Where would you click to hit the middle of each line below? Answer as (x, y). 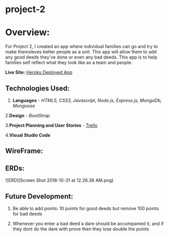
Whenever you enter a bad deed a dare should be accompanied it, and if (88, 223)
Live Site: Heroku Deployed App (39, 72)
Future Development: (39, 196)
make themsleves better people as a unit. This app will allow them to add (81, 52)
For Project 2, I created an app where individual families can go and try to (82, 46)
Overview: (28, 33)
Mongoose (24, 106)
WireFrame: (24, 151)
